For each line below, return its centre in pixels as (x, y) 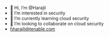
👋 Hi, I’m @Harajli (28, 8)
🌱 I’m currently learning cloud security (49, 18)
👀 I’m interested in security (38, 13)
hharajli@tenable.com (32, 29)
